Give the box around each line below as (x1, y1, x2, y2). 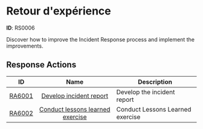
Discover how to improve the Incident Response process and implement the (6, 36, 195, 43)
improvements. (6, 42, 43, 49)
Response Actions (6, 60, 77, 70)
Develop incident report (41, 92, 109, 100)
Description (138, 77, 172, 86)
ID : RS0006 (6, 24, 35, 31)
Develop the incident (116, 87, 175, 96)
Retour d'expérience (6, 4, 111, 18)
